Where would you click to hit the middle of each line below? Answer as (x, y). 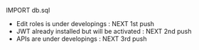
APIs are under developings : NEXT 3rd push (81, 39)
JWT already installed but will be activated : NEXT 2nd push (104, 31)
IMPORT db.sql (28, 10)
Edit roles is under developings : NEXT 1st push (85, 24)
